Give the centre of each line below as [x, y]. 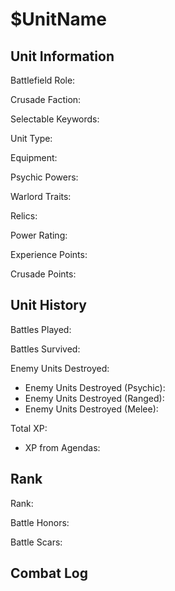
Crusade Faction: [46, 99]
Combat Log [49, 573]
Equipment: [34, 157]
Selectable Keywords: [55, 119]
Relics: [24, 216]
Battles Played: [41, 329]
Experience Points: [49, 254]
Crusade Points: [43, 274]
